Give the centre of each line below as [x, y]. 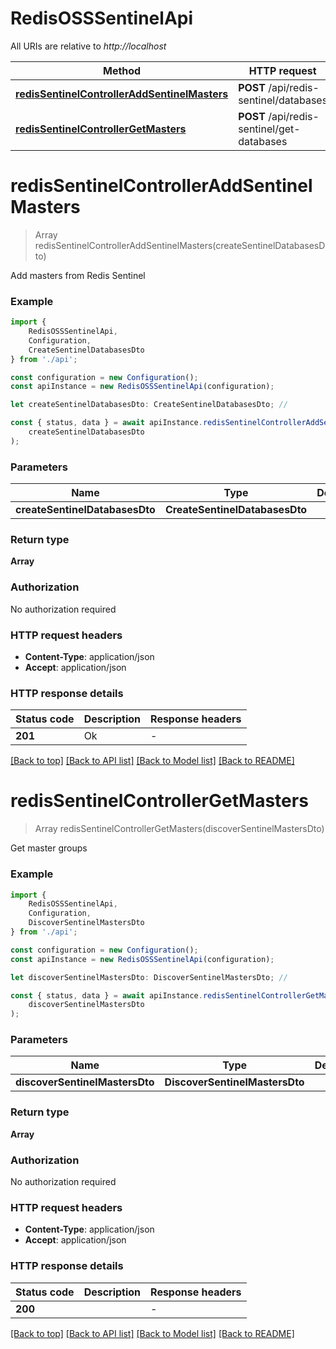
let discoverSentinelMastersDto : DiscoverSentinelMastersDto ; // [149, 977]
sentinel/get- [269, 129]
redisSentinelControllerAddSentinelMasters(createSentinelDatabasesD [180, 245]
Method [122, 70]
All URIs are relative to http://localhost [88, 46]
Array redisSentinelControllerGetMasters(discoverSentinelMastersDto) [179, 829]
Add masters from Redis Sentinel [78, 275]
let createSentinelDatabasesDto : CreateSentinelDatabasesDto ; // [149, 405]
